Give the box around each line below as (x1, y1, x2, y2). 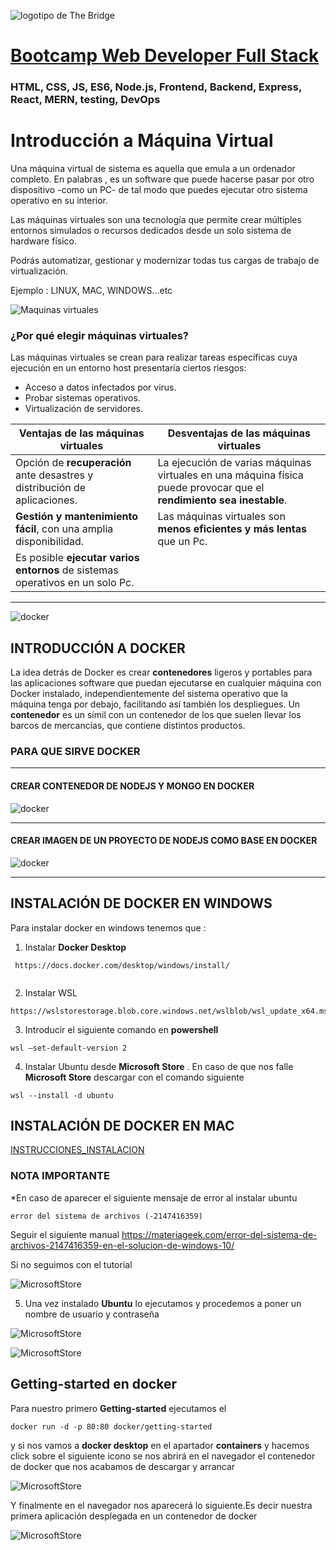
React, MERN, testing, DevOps (10, 93, 161, 107)
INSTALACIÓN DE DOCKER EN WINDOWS (10, 895, 273, 912)
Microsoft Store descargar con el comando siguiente (24, 1071, 245, 1083)
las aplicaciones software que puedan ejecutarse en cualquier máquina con (10, 677, 322, 689)
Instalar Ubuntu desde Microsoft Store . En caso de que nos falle (24, 1060, 294, 1072)
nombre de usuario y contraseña (24, 1308, 160, 1320)
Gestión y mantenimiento (15, 510, 139, 524)
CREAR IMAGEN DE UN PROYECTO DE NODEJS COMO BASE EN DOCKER (10, 835, 318, 847)
